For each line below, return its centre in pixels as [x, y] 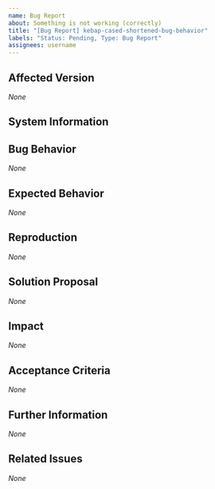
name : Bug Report [37, 16]
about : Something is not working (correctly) [85, 23]
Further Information [58, 414]
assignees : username [43, 45]
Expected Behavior [57, 193]
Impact [26, 326]
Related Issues [45, 459]
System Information [59, 122]
